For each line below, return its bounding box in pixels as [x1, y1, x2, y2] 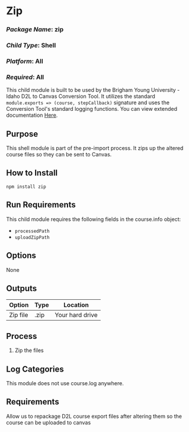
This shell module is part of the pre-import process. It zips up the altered [6, 145, 184, 152]
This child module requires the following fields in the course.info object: [6, 215, 181, 223]
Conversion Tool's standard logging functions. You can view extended [6, 105, 178, 113]
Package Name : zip [6, 25, 64, 34]
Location [63, 301, 89, 309]
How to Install [6, 168, 58, 178]
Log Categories [6, 364, 64, 374]
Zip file [9, 311, 28, 319]
